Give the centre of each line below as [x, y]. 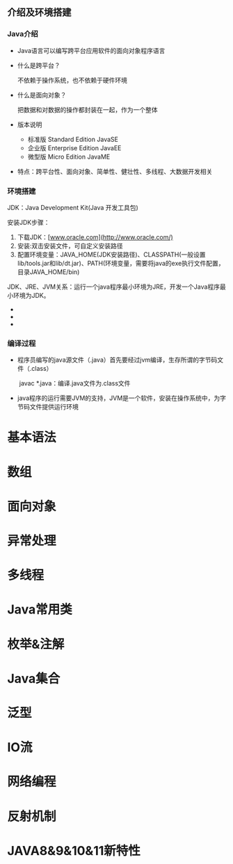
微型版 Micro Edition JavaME [69, 157]
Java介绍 [23, 34]
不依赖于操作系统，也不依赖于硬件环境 [72, 80]
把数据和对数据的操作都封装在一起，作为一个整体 [87, 109]
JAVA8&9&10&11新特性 [74, 850]
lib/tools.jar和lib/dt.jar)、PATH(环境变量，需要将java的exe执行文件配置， [121, 263]
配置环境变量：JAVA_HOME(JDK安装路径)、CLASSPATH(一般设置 [112, 254]
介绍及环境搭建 [39, 13]
